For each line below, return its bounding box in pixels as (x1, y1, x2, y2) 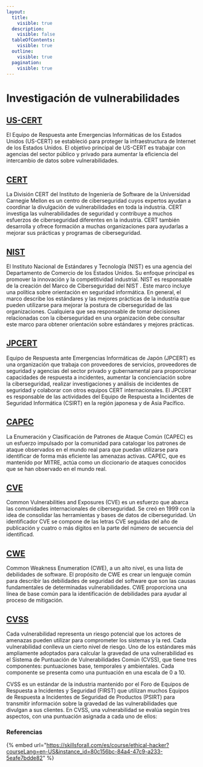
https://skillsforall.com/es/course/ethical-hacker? (46, 742, 169, 749)
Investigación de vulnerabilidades (6, 91, 180, 105)
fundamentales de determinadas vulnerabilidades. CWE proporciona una (6, 584, 187, 591)
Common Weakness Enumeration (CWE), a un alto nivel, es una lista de (6, 564, 184, 572)
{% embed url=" (6, 742, 47, 749)
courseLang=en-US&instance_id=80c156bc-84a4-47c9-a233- (6, 748, 163, 755)
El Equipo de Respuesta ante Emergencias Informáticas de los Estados (6, 131, 182, 139)
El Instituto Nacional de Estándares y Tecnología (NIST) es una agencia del (6, 263, 192, 270)
